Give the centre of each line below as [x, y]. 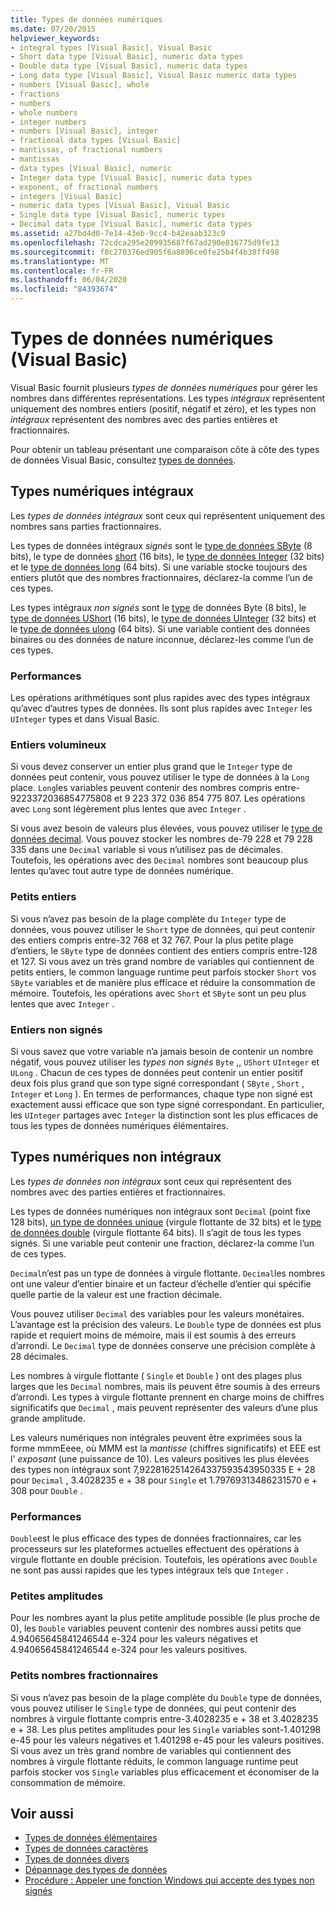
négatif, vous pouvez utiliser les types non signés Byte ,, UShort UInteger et [165, 1062]
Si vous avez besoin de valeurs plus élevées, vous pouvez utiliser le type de [166, 828]
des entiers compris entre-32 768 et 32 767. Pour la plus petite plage [152, 940]
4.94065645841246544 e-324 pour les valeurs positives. [129, 1650]
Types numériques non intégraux [116, 1157]
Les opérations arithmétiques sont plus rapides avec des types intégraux [160, 698]
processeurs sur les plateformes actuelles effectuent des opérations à [155, 1549]
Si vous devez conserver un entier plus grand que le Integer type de [151, 767]
